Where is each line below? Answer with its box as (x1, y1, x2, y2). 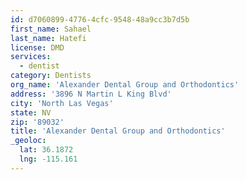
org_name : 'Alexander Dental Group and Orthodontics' (10, 80, 240, 90)
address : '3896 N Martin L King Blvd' (10, 89, 172, 99)
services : (10, 52, 52, 62)
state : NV (10, 107, 52, 118)
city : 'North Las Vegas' (10, 98, 114, 108)
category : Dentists (10, 71, 92, 81)
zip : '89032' (10, 117, 65, 127)
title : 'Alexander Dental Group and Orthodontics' (10, 126, 226, 136)
